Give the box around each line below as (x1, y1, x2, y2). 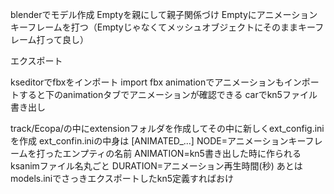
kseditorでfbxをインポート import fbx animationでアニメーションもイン (10, 76, 302, 88)
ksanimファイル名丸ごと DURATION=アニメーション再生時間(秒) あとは (10, 160, 303, 172)
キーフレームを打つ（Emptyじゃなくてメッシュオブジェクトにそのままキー (10, 21, 316, 33)
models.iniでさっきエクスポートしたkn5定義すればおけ (10, 173, 235, 184)
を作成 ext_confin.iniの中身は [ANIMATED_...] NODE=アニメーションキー (10, 135, 306, 147)
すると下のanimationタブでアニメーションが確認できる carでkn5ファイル (18, 89, 318, 100)
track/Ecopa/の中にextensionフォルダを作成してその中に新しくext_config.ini (10, 123, 325, 134)
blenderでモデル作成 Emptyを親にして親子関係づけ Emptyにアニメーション (10, 9, 318, 20)
